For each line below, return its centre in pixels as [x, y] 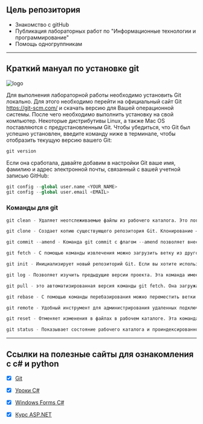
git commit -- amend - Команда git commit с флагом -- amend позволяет [96, 242]
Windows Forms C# [40, 403]
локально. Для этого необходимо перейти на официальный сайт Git [94, 101]
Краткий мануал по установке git [73, 69]
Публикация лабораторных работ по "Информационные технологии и [105, 31]
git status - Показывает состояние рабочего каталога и [78, 330]
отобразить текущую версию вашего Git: [59, 140]
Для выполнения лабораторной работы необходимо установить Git [94, 95]
